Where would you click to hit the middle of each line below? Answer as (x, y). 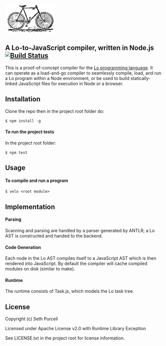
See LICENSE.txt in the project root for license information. (65, 338)
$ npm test (16, 153)
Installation (23, 99)
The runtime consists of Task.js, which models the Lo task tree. (70, 291)
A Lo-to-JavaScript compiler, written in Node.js (80, 48)
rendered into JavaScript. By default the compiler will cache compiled (76, 263)
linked (11, 84)
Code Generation (23, 247)
